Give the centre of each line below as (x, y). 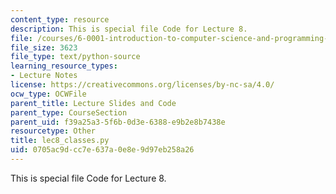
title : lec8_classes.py (60, 141)
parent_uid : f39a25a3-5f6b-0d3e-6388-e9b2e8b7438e (118, 122)
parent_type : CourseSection (69, 112)
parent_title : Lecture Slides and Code (93, 103)
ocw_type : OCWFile (48, 94)
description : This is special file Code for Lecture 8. (129, 29)
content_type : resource (60, 19)
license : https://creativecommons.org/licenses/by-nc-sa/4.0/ (142, 85)
